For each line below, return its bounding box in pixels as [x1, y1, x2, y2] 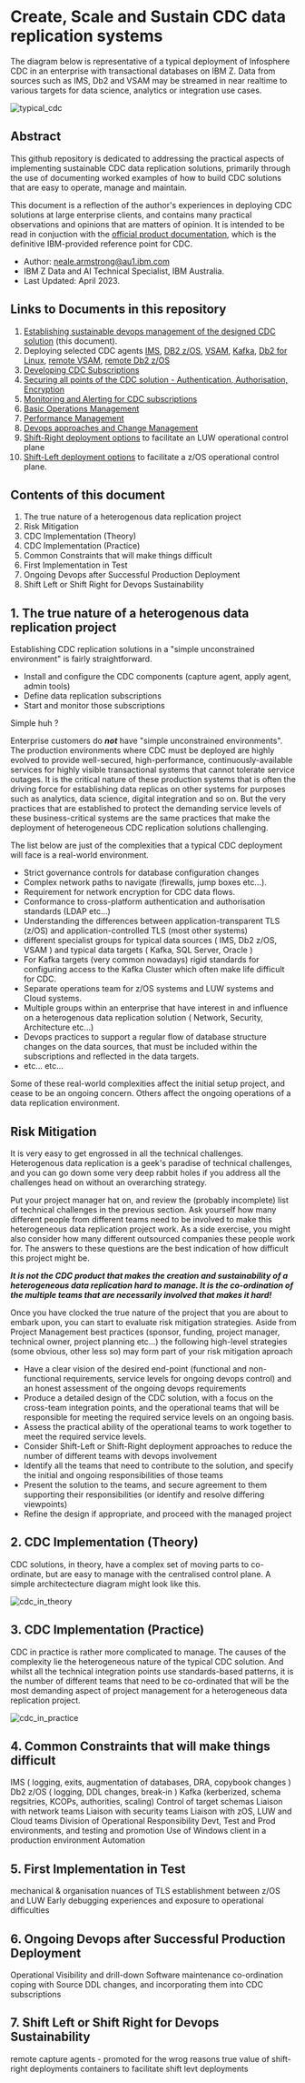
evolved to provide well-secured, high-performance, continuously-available [10, 755, 293, 766]
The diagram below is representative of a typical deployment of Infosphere [10, 55, 290, 66]
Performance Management [23, 412, 125, 424]
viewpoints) [23, 1499, 67, 1509]
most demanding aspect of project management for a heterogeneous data [10, 1685, 288, 1696]
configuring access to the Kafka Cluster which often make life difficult [23, 964, 285, 975]
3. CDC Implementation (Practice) [10, 1622, 205, 1638]
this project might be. [10, 1253, 90, 1263]
